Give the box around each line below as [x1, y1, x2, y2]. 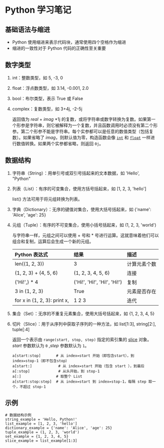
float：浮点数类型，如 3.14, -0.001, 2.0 [12, 85, 89, 91]
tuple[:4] [12, 326, 30, 332]
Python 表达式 [14, 251, 48, 258]
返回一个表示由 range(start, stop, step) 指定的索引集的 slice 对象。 [12, 336, 152, 342]
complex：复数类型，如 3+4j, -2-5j [12, 106, 82, 112]
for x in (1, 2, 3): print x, [14, 297, 69, 304]
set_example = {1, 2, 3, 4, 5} [5, 434, 69, 439]
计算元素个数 [126, 260, 157, 267]
